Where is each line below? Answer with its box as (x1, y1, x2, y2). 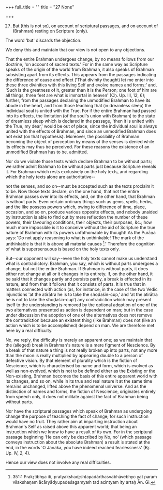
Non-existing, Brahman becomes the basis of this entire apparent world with (5, 373, 158, 379)
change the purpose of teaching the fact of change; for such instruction (5, 413, 149, 419)
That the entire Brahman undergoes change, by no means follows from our (5, 56, 154, 62)
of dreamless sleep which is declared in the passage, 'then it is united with (5, 118, 154, 124)
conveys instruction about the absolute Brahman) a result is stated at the (5, 439, 150, 445)
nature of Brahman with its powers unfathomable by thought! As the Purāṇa (5, 230, 156, 235)
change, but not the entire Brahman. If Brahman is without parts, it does (5, 265, 148, 271)
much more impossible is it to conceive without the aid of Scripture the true (5, 225, 156, 230)
